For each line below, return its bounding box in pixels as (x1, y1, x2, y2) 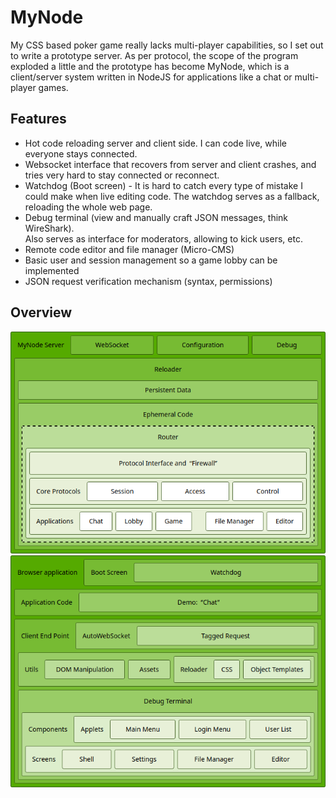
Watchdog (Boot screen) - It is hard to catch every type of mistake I (24, 179, 303, 191)
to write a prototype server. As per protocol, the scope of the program (10, 49, 299, 61)
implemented (24, 264, 80, 276)
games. (38, 81, 69, 93)
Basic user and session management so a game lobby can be (24, 254, 278, 266)
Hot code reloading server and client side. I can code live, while (24, 137, 287, 149)
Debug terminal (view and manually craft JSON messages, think (24, 211, 289, 223)
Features (10, 111, 67, 128)
